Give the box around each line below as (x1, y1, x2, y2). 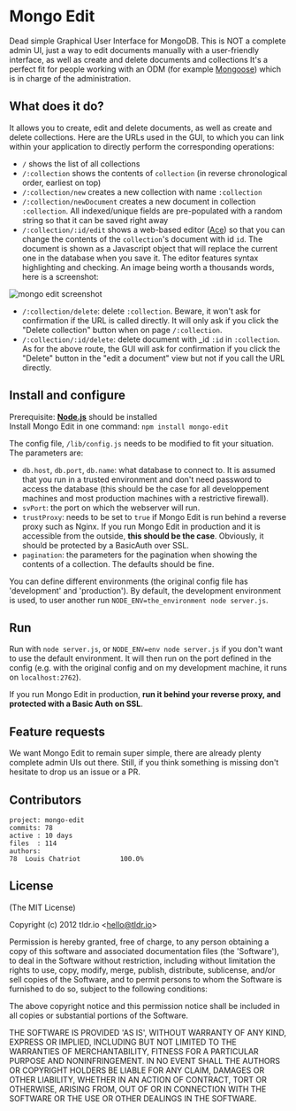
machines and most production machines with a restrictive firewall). (21, 493, 269, 503)
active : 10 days (9, 831, 73, 840)
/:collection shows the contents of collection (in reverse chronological (21, 167, 288, 178)
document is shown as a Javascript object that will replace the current (21, 243, 278, 253)
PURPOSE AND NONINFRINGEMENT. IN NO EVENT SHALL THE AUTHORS (9, 1055, 281, 1066)
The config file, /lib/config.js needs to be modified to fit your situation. (9, 438, 274, 448)
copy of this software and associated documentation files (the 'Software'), (9, 945, 280, 956)
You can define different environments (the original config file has (9, 576, 249, 587)
